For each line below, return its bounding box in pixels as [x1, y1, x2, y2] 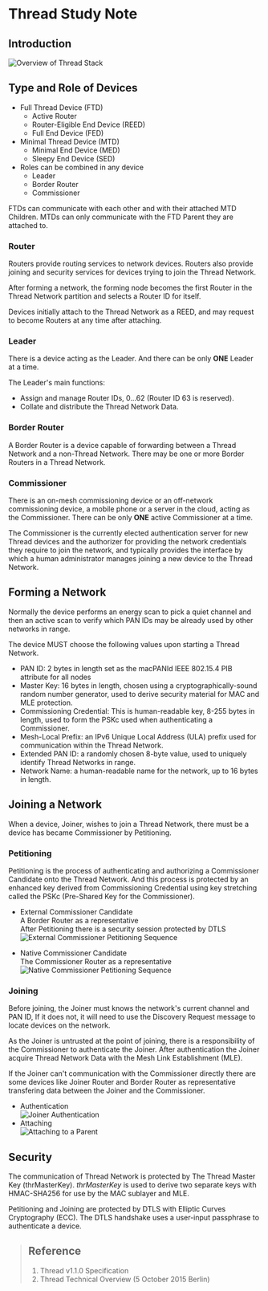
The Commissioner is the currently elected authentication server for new [8, 528, 249, 538]
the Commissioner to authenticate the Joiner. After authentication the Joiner [8, 1045, 260, 1054]
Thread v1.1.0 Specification [39, 1265, 129, 1275]
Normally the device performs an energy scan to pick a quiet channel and [8, 607, 252, 617]
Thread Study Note [8, 5, 138, 23]
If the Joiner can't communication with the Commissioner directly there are [8, 1069, 257, 1078]
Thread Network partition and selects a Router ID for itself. [8, 291, 201, 301]
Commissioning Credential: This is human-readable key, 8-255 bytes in [19, 706, 255, 715]
